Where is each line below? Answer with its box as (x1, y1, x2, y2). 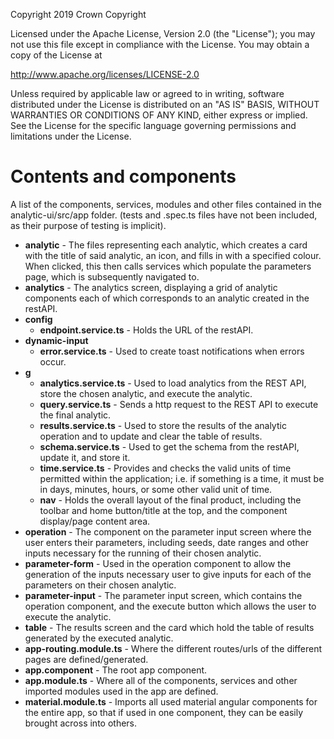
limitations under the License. (10, 130, 132, 142)
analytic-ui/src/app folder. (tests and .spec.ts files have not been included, (10, 209, 318, 221)
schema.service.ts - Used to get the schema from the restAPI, (39, 440, 300, 453)
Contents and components (10, 165, 237, 188)
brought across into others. (24, 717, 138, 729)
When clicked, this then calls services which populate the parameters (24, 260, 312, 272)
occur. (39, 355, 67, 368)
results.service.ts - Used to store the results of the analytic (39, 419, 287, 431)
